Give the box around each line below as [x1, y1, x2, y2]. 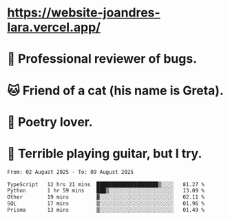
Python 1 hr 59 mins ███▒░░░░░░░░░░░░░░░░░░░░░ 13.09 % [7, 188, 205, 194]
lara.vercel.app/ [7, 19, 101, 35]
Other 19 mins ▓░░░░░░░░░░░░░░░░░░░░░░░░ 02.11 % [7, 194, 205, 201]
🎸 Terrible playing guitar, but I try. [7, 146, 202, 161]
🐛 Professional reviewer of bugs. [7, 51, 198, 67]
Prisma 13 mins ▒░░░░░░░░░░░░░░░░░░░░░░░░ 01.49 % [7, 207, 205, 214]
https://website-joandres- [7, 5, 160, 21]
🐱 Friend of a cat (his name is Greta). [7, 83, 224, 98]
